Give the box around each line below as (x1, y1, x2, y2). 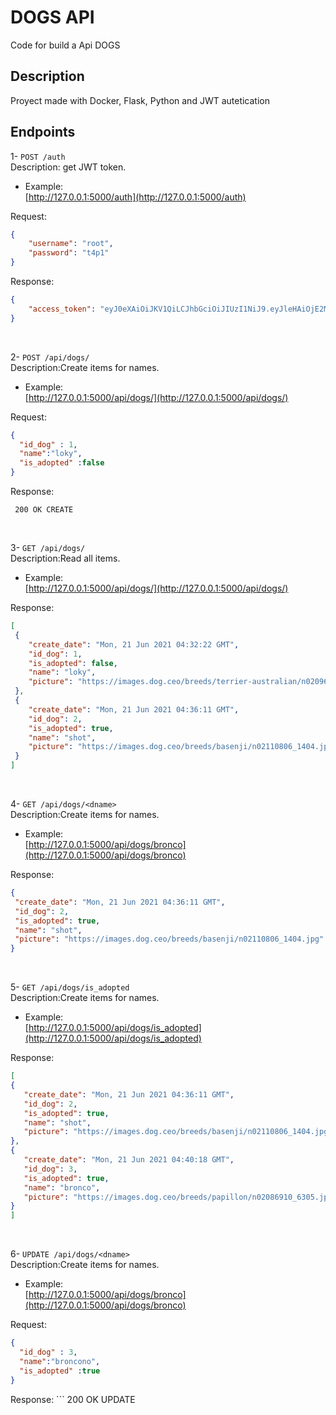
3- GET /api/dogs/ (10, 542, 86, 554)
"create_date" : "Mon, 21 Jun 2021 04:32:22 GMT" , (28, 639, 240, 650)
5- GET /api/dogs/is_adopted (10, 981, 130, 993)
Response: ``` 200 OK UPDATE (10, 1393, 136, 1405)
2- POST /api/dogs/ (10, 351, 90, 363)
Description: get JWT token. (10, 161, 127, 173)
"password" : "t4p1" (28, 248, 110, 258)
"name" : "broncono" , (19, 1356, 101, 1366)
